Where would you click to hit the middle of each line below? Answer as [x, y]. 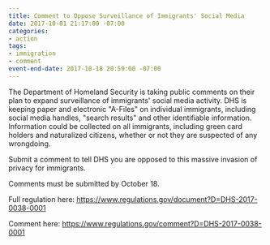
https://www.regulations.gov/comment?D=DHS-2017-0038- [162, 223]
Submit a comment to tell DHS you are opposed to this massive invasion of [133, 159]
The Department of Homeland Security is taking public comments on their [132, 92]
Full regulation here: [42, 199]
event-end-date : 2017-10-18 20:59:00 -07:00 [85, 69]
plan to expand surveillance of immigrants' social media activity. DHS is [128, 100]
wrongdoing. [30, 144]
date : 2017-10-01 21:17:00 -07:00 [67, 24]
